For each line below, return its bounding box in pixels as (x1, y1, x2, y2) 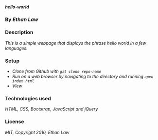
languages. (5, 45, 28, 51)
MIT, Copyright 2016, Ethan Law (5, 129, 70, 135)
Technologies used (5, 95, 51, 102)
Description (5, 29, 34, 36)
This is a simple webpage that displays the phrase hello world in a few (5, 40, 147, 46)
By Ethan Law (5, 16, 38, 23)
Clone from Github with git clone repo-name (12, 69, 102, 74)
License (5, 118, 24, 125)
